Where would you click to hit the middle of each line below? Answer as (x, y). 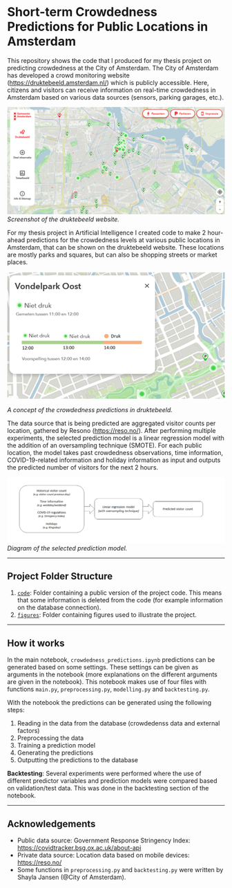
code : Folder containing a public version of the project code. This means (119, 593)
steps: (16, 710)
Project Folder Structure (60, 576)
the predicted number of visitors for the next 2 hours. (83, 467)
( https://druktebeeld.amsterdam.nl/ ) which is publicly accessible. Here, (108, 82)
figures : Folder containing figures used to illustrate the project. (107, 615)
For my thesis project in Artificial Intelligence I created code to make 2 (107, 233)
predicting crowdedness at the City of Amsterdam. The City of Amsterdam (113, 68)
